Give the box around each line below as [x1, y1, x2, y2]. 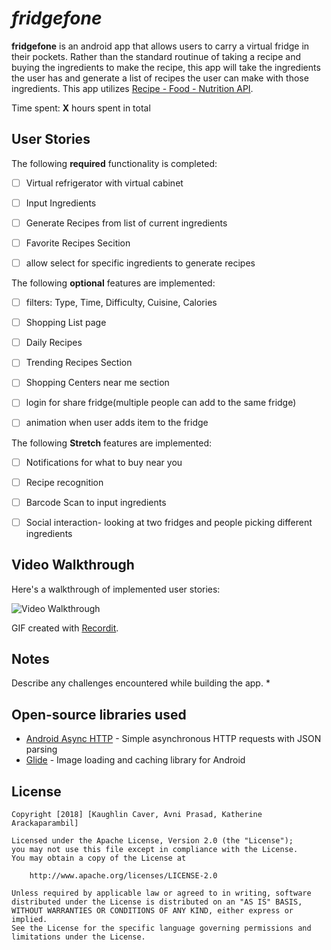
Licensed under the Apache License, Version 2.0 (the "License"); [11, 836, 294, 846]
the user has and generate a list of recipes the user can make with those [11, 72, 309, 84]
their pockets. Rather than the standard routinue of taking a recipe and [11, 50, 301, 62]
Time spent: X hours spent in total [11, 102, 151, 114]
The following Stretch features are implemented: [11, 437, 213, 449]
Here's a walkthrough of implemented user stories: [11, 583, 221, 595]
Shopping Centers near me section [25, 377, 170, 389]
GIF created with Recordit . [11, 622, 119, 634]
